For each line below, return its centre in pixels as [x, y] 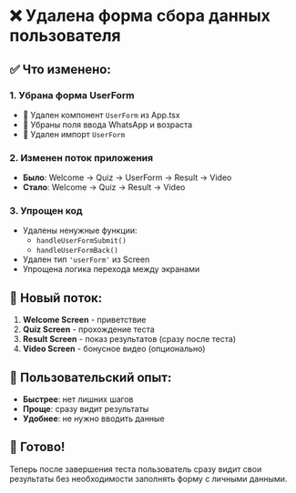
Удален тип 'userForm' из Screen [86, 259]
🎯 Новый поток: [56, 298]
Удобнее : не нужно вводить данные [94, 418]
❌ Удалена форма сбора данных [140, 16]
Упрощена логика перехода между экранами [111, 269]
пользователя [65, 36]
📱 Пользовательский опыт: [91, 377]
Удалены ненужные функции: [80, 231]
